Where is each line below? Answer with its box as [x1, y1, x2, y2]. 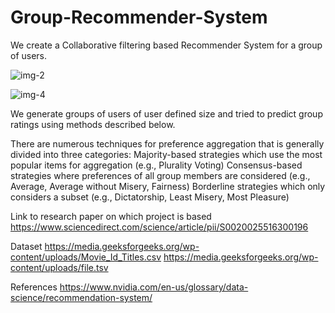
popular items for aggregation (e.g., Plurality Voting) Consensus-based [10, 159, 303, 171]
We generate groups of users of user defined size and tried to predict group [10, 107, 323, 120]
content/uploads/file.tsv [10, 261, 109, 273]
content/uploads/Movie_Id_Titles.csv [10, 251, 162, 263]
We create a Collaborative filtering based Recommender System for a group [10, 39, 323, 51]
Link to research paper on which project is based [10, 210, 212, 222]
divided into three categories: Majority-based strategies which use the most [10, 148, 323, 160]
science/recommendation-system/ [10, 291, 153, 303]
